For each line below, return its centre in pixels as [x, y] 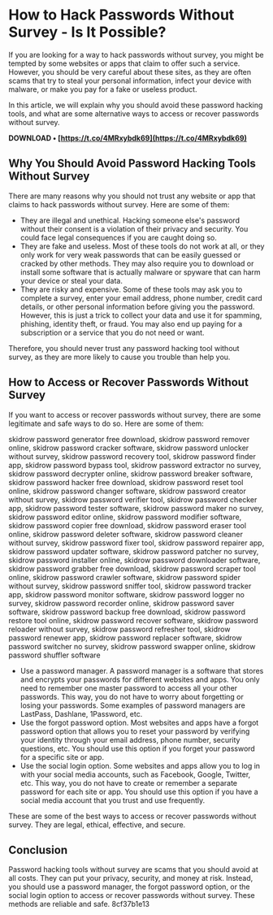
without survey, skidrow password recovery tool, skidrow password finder [132, 456]
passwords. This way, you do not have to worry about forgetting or [132, 696]
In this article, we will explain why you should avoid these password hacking [136, 105]
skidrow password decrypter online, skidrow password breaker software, [131, 474]
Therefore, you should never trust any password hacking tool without [124, 348]
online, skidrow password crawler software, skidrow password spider [125, 577]
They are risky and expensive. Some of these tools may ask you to [131, 289]
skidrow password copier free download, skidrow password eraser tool [127, 525]
